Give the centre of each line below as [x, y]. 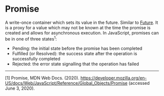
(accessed [139, 83]
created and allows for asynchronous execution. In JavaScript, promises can [82, 33]
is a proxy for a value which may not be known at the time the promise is [78, 27]
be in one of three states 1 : [31, 38]
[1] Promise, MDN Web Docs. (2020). [42, 78]
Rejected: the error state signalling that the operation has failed [75, 64]
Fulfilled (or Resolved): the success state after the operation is [75, 53]
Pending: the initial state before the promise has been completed [77, 48]
